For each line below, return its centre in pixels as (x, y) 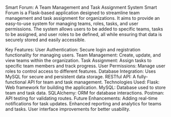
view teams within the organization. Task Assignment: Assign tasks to (78, 60)
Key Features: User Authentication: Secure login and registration (73, 50)
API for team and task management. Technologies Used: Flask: (93, 82)
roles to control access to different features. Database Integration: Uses (81, 71)
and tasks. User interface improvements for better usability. (68, 109)
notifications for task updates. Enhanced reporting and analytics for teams (83, 104)
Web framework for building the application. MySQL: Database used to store (86, 87)
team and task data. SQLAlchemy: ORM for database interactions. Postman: (85, 93)
